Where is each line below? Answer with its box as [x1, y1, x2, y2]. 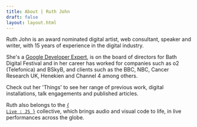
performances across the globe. [6, 114, 85, 121]
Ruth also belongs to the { [6, 102, 70, 109]
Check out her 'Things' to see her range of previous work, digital [6, 84, 164, 91]
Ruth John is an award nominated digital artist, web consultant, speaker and [6, 36, 191, 43]
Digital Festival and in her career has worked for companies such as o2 [6, 60, 179, 67]
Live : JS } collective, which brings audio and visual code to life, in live [6, 108, 182, 115]
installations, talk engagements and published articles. [6, 90, 139, 97]
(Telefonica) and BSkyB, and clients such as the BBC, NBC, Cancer [6, 66, 170, 73]
